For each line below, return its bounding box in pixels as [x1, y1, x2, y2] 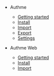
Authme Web [10, 45, 37, 50]
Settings [17, 35, 35, 41]
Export [17, 30, 32, 35]
